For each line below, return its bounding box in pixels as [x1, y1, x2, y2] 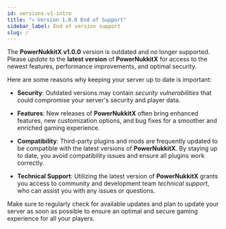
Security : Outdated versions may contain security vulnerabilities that [16, 89, 212, 97]
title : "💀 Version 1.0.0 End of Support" [7, 16, 127, 23]
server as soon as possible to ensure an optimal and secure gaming [7, 207, 199, 215]
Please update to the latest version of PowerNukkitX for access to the [7, 55, 208, 64]
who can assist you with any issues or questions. [16, 187, 155, 195]
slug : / [7, 29, 29, 36]
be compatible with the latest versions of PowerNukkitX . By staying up [16, 144, 218, 152]
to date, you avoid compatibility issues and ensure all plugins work [16, 152, 205, 160]
